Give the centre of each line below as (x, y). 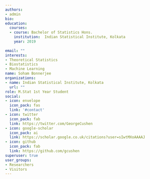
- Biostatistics (21, 64)
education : (16, 23)
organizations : (21, 78)
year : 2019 (25, 42)
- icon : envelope (23, 101)
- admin (13, 14)
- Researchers (20, 165)
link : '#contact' (27, 110)
